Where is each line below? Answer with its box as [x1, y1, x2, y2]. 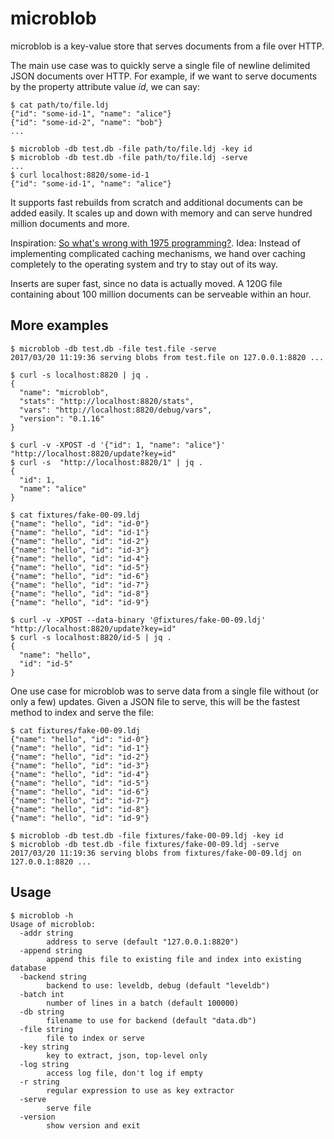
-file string [19, 1024, 74, 1034]
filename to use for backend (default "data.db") [46, 1015, 257, 1026]
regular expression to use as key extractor [46, 1085, 235, 1096]
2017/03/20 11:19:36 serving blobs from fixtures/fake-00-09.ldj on [10, 848, 302, 858]
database [10, 963, 47, 973]
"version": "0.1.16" [19, 413, 105, 424]
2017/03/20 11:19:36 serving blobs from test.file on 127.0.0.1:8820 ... [10, 352, 325, 362]
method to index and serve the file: [10, 706, 155, 718]
